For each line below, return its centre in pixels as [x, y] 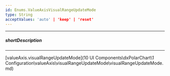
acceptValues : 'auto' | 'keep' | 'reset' [50, 19]
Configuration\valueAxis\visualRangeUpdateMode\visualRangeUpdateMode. [84, 63]
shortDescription [24, 40]
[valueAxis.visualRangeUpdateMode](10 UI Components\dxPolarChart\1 [80, 58]
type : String [19, 15]
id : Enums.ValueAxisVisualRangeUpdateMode [51, 10]
